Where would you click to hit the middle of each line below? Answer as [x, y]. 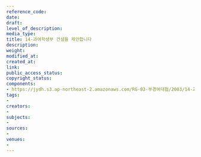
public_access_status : [34, 73]
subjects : [19, 117]
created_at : [21, 61]
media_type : [21, 34]
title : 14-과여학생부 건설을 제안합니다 [49, 39]
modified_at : [22, 56]
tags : [13, 95]
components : [21, 84]
